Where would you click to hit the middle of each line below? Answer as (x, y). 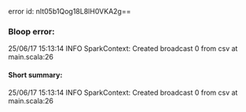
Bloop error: (31, 31)
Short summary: (35, 74)
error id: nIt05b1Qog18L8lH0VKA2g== (70, 11)
